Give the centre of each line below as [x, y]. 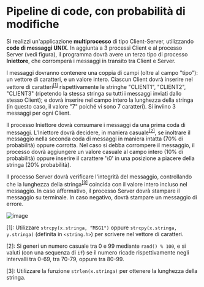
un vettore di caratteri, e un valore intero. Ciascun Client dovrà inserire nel [100, 79]
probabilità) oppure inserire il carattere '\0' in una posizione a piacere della [100, 158]
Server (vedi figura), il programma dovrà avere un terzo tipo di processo [97, 54]
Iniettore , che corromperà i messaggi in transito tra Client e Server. [91, 61]
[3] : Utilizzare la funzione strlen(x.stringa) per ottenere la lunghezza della [102, 270]
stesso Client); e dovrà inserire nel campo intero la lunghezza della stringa [100, 100]
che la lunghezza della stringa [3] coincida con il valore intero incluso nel [97, 184]
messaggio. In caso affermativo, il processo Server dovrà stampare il [93, 191]
